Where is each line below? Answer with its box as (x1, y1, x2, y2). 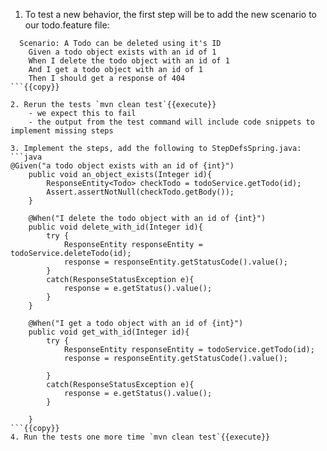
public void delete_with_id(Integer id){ (28, 222, 203, 232)
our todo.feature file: (24, 19, 110, 31)
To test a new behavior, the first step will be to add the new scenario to (24, 9, 318, 20)
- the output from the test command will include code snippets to (28, 117, 315, 127)
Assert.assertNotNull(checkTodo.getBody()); (46, 187, 235, 197)
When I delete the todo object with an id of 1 (28, 56, 230, 66)
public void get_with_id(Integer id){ (28, 327, 190, 337)
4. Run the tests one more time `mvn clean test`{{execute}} (10, 432, 271, 442)
